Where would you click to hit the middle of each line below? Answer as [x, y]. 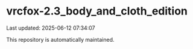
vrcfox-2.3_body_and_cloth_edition [97, 11]
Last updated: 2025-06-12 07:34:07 [51, 28]
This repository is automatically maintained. [60, 39]
